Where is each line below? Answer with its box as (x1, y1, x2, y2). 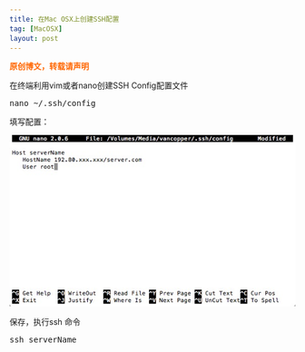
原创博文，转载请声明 (9, 61, 89, 72)
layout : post (9, 34, 59, 43)
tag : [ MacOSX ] (9, 24, 64, 34)
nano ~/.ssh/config (9, 98, 96, 109)
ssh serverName (9, 334, 77, 345)
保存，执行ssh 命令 (9, 316, 81, 327)
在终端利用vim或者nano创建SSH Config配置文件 (9, 80, 189, 91)
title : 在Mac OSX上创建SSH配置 (9, 15, 120, 24)
